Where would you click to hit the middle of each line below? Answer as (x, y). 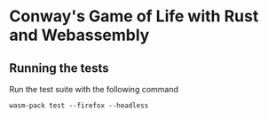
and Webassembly (79, 35)
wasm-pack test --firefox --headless (79, 106)
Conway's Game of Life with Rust (134, 16)
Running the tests (59, 68)
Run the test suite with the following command (94, 89)
